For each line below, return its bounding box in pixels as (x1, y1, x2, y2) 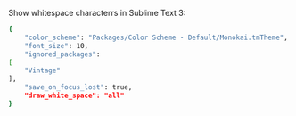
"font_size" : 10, (24, 41, 89, 50)
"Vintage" (24, 66, 62, 75)
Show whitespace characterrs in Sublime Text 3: (8, 8, 186, 18)
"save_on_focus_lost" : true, (24, 83, 133, 92)
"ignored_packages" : (24, 49, 101, 59)
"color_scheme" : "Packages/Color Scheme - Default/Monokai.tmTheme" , (24, 33, 289, 42)
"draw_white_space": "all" (24, 91, 125, 100)
